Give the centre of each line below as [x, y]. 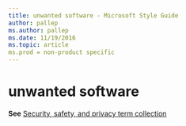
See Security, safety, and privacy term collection [87, 113]
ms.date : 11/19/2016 [42, 38]
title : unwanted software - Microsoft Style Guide [93, 15]
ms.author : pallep [38, 30]
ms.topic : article [38, 45]
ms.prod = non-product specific [61, 52]
